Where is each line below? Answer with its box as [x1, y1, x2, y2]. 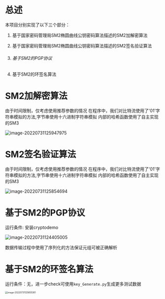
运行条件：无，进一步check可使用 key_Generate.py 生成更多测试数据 [5, 281, 141, 287]
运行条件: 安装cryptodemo [5, 224, 59, 230]
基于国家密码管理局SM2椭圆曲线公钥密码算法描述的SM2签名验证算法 [12, 43, 152, 48]
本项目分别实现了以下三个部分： [5, 22, 70, 28]
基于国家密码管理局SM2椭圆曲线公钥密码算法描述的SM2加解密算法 [12, 32, 148, 38]
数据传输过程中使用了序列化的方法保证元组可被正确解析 [5, 244, 117, 250]
